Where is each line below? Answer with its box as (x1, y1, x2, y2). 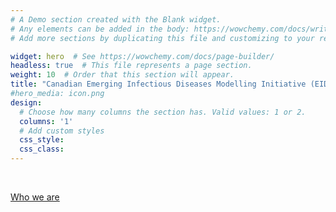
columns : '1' (19, 116, 74, 126)
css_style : (19, 135, 65, 145)
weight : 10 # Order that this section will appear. (10, 70, 235, 80)
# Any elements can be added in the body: (10, 24, 190, 34)
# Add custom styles (19, 126, 105, 136)
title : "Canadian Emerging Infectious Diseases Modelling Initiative (10, 79, 307, 90)
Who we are (10, 191, 60, 203)
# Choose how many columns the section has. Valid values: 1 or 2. (19, 107, 307, 117)
